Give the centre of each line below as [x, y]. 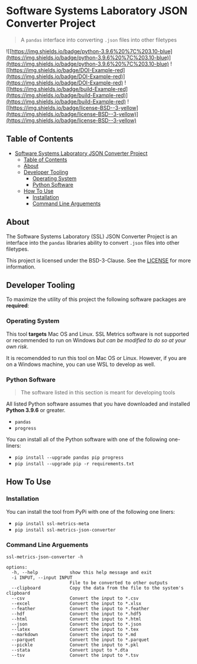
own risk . [17, 346]
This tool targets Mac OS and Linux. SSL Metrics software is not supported [98, 334]
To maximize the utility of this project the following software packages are [96, 299]
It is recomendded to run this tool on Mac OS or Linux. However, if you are [96, 358]
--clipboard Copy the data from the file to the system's [98, 588]
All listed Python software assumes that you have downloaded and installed [98, 404]
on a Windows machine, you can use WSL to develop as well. [81, 364]
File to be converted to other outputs [119, 583]
